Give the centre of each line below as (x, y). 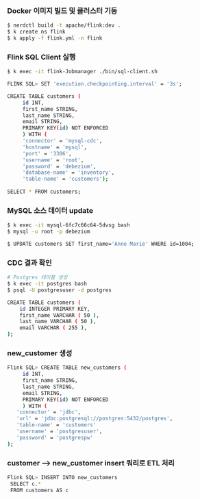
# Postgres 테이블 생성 (37, 278)
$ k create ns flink (37, 32)
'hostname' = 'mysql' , (55, 147)
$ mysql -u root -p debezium (49, 232)
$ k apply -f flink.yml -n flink (55, 38)
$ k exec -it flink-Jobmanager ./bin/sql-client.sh (82, 72)
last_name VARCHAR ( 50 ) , (58, 322)
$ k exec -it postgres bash (47, 284)
